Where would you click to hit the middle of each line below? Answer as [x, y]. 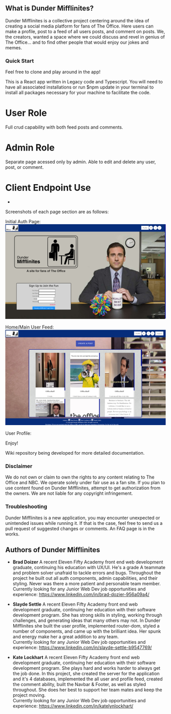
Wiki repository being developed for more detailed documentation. [75, 453]
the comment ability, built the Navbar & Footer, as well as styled [79, 685]
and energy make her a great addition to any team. [66, 637]
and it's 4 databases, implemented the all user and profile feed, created [88, 679]
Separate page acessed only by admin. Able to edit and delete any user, [81, 162]
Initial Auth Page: [23, 221]
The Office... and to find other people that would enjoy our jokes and [77, 42]
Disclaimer [19, 466]
